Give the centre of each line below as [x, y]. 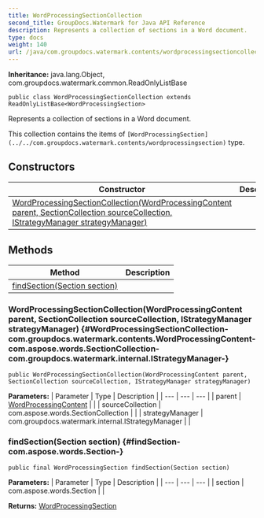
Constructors [42, 167]
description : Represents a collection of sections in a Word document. [128, 30]
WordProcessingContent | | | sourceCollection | [84, 404]
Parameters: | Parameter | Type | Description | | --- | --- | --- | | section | [126, 483]
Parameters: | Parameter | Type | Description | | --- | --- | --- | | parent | [125, 396]
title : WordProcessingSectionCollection [75, 15]
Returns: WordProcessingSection [62, 506]
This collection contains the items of [67, 134]
